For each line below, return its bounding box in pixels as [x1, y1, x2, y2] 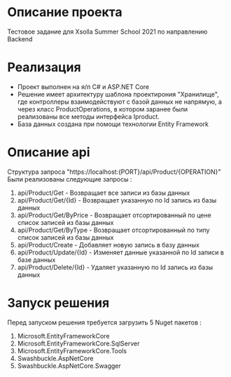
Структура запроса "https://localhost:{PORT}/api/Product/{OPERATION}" [7, 167, 222, 176]
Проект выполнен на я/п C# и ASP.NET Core [17, 82, 150, 91]
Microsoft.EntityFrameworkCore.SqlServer [17, 339, 140, 348]
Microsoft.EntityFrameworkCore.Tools [17, 346, 127, 355]
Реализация [7, 60, 82, 76]
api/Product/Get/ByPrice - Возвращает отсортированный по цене [17, 211, 211, 219]
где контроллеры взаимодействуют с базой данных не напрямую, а [17, 97, 223, 106]
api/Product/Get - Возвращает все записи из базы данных [17, 188, 190, 197]
